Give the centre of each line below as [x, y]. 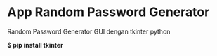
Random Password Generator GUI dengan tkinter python [89, 31]
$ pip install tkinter [35, 45]
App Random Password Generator [108, 12]
